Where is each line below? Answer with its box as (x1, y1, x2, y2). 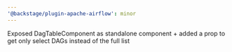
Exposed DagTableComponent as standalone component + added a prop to (7, 29, 226, 37)
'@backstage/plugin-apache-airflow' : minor (7, 10, 137, 17)
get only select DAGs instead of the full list (7, 36, 130, 45)
